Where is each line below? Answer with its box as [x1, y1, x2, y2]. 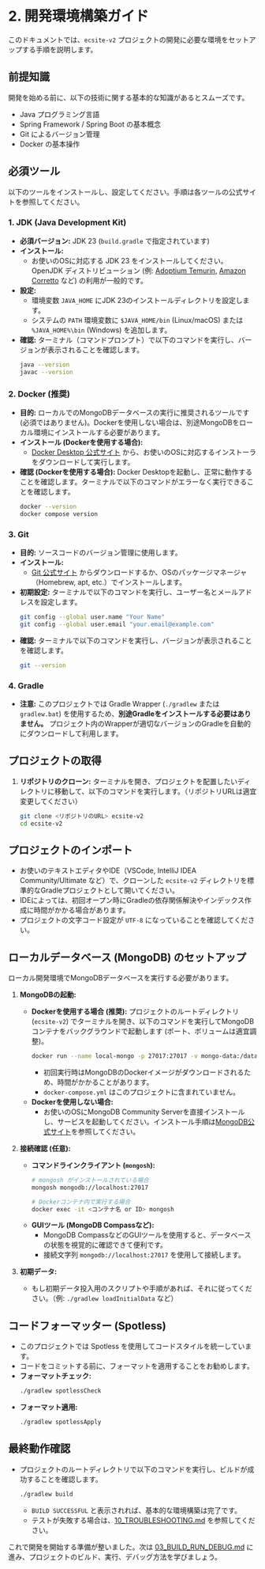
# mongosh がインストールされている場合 [31, 1176, 150, 1184]
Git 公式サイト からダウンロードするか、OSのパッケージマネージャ [31, 567, 248, 577]
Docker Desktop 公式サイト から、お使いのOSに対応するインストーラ [31, 447, 256, 457]
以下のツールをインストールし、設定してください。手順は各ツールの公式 [8, 187, 243, 196]
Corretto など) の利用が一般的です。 [31, 275, 147, 285]
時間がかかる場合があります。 [33, 905, 130, 915]
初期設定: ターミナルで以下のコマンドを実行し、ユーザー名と [19, 587, 218, 597]
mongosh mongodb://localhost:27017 [31, 1184, 148, 1192]
